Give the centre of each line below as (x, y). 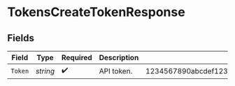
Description (119, 58)
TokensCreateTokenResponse (96, 12)
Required (77, 58)
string (45, 71)
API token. (116, 71)
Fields (21, 38)
